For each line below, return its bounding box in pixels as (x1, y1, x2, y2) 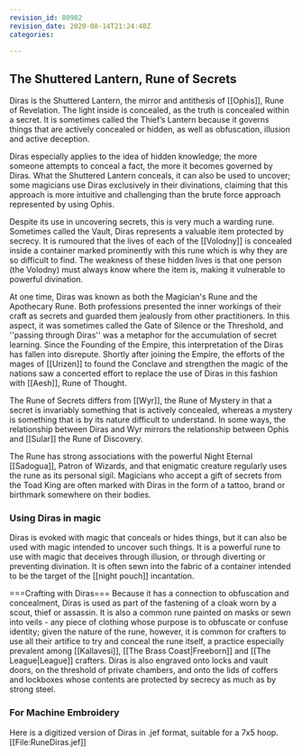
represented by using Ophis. (9, 199, 115, 210)
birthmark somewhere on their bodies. (9, 489, 151, 501)
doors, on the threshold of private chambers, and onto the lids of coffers (9, 665, 279, 676)
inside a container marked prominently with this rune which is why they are (9, 245, 288, 256)
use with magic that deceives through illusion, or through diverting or (9, 551, 266, 562)
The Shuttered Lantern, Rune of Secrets (9, 71, 237, 87)
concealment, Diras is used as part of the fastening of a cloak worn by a (9, 597, 277, 609)
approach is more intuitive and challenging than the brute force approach (9, 189, 281, 200)
